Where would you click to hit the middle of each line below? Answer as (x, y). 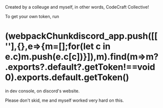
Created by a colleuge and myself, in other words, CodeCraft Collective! (77, 7)
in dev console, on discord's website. (42, 91)
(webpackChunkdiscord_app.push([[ (81, 36)
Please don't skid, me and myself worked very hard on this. (64, 100)
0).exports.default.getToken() (67, 78)
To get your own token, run (32, 16)
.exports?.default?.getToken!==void (80, 67)
